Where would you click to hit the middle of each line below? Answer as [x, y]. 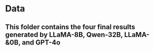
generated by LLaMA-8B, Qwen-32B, [64, 34]
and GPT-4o [41, 42]
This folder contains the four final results [70, 27]
